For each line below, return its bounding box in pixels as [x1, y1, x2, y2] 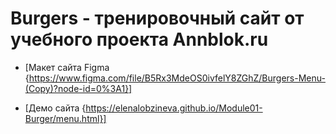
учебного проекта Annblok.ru [10, 28, 269, 51]
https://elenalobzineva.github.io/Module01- [85, 102, 263, 114]
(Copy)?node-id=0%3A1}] [24, 82, 133, 94]
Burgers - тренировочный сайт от [10, 7, 305, 30]
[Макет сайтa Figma [24, 61, 110, 73]
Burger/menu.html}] [24, 112, 107, 124]
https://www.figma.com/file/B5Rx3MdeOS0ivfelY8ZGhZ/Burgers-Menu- [28, 72, 326, 84]
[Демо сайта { [24, 102, 87, 114]
